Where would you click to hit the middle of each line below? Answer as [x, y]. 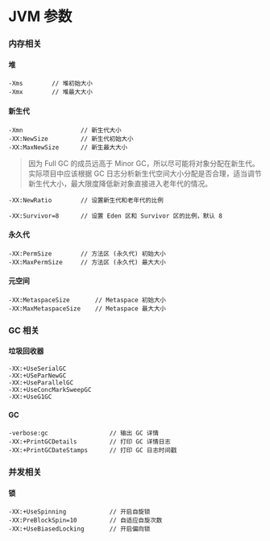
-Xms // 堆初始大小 [50, 84]
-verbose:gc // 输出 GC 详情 [84, 433]
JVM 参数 [40, 17]
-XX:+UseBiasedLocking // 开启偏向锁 [79, 529]
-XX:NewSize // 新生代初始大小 [71, 139]
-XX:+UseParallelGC [41, 383]
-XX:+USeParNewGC [37, 376]
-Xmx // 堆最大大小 [50, 92]
